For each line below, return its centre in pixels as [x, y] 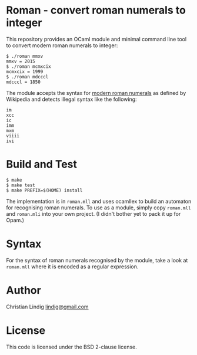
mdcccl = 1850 [24, 82]
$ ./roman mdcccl [27, 77]
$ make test [21, 185]
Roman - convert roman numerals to [96, 10]
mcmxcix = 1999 [25, 71]
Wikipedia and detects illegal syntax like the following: [71, 99]
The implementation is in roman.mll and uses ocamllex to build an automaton [99, 201]
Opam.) [15, 220]
